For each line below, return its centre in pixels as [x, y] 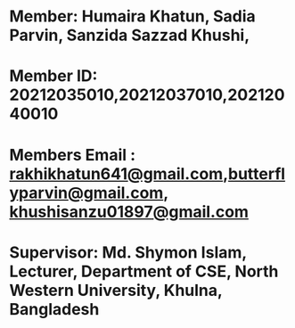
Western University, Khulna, [116, 290]
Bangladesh [54, 309]
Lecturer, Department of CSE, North [144, 271]
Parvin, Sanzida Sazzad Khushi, [130, 35]
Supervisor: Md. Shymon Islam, [128, 252]
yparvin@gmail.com [86, 193]
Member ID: [53, 76]
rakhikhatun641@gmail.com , [119, 173]
